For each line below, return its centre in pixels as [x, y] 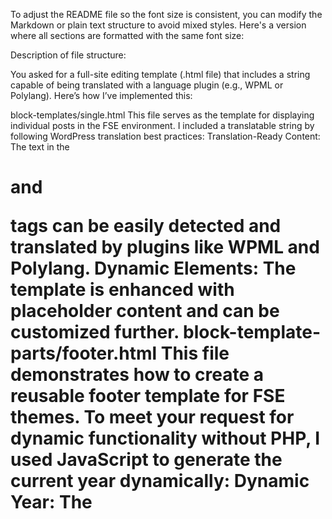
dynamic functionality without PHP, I [165, 438]
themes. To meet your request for [152, 417]
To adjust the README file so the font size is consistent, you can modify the [166, 14]
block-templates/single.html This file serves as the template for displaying [162, 115]
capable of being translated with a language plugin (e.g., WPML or [147, 85]
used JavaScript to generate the [146, 460]
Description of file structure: [68, 55]
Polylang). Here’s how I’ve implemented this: [101, 95]
